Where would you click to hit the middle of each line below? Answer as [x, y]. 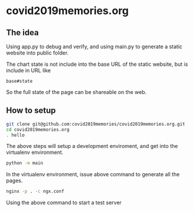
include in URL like [29, 70]
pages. [14, 181]
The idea [23, 33]
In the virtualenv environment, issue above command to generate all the [93, 174]
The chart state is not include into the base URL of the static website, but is [97, 64]
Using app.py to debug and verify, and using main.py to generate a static [94, 46]
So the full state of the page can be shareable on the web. [76, 92]
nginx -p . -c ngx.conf [35, 191]
